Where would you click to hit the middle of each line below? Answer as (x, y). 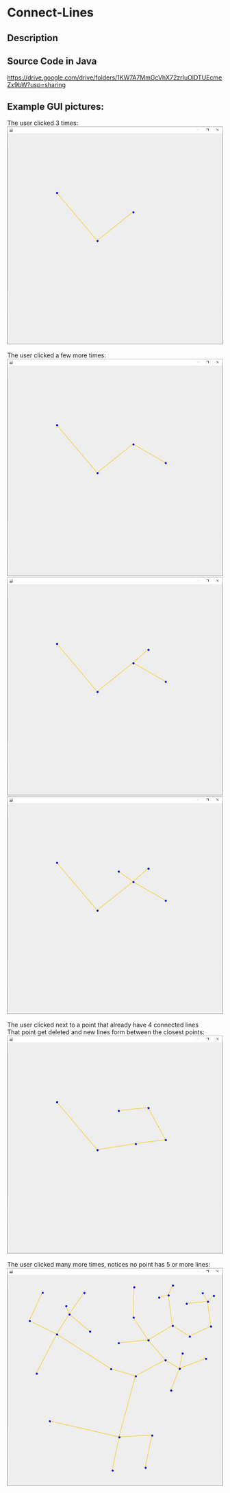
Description (33, 38)
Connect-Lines (51, 13)
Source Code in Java (52, 61)
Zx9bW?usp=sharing (37, 85)
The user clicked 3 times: (43, 123)
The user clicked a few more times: (56, 355)
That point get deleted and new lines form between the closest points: (106, 1032)
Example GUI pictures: (56, 107)
